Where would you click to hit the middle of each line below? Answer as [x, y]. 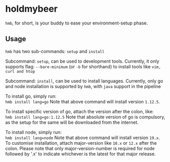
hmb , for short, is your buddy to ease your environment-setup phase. [77, 23]
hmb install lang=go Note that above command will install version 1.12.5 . [83, 101]
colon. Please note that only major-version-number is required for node [80, 148]
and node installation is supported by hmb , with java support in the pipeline [83, 86]
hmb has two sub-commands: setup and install [55, 51]
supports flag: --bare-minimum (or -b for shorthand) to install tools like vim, [83, 66]
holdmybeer [32, 9]
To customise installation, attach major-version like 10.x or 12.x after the [81, 143]
